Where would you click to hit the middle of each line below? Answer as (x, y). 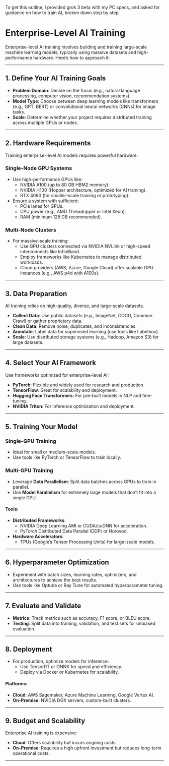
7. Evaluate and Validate (43, 606)
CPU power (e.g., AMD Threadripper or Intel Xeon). (73, 211)
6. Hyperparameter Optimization (57, 563)
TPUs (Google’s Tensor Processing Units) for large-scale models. (88, 542)
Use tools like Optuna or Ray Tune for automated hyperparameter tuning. (88, 585)
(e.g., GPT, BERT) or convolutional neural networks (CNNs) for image (84, 106)
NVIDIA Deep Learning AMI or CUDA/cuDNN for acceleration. (83, 525)
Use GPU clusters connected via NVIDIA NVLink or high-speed (85, 246)
